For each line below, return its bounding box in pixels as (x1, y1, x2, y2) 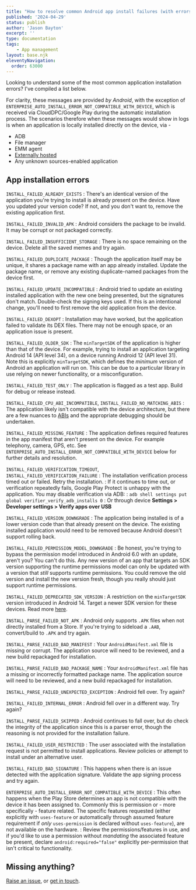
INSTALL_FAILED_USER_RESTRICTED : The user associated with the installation (6, 741, 185, 748)
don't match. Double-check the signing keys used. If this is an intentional (6, 298, 181, 305)
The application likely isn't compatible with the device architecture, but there (6, 405, 190, 413)
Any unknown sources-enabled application (14, 158, 118, 165)
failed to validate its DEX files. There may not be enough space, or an (6, 322, 173, 329)
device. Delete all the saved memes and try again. (6, 244, 126, 251)
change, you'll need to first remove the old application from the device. (6, 304, 177, 311)
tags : (6, 42, 19, 47)
